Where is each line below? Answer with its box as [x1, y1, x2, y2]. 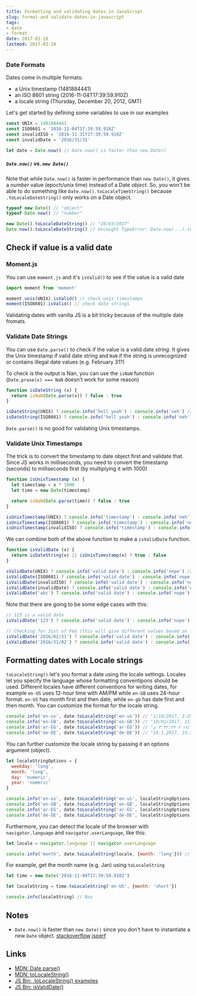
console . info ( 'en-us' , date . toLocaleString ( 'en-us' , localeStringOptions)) [6, 796, 195, 802]
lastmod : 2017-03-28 [6, 42, 57, 48]
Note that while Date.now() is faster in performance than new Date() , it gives [6, 175, 190, 182]
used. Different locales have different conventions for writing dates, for [6, 683, 177, 690]
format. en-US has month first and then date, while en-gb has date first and [6, 696, 185, 703]
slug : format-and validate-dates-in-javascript [6, 14, 125, 20]
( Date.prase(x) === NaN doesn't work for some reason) [6, 376, 140, 383]
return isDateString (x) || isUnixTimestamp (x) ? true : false [11, 553, 167, 558]
